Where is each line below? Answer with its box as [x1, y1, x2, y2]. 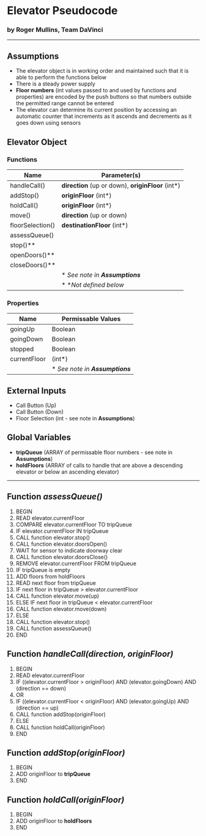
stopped [10, 345, 34, 353]
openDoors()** [10, 251, 55, 259]
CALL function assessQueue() [15, 625, 92, 632]
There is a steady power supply [15, 80, 95, 87]
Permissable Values [61, 315, 121, 323]
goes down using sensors [15, 119, 81, 127]
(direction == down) [15, 684, 67, 692]
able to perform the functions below [15, 74, 106, 81]
